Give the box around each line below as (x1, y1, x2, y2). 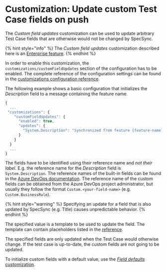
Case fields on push (5, 14, 89, 25)
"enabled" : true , (18, 119, 55, 124)
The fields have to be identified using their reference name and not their (5, 160, 153, 166)
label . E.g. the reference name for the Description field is (5, 165, 121, 171)
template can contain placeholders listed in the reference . (5, 226, 123, 232)
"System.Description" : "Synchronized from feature (23, 128, 130, 133)
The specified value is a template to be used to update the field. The (5, 221, 145, 227)
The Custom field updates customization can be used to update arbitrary (5, 30, 155, 36)
